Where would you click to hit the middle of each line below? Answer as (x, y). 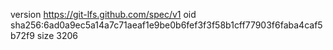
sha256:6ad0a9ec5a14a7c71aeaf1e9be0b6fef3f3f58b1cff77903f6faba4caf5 (166, 25)
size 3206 (57, 35)
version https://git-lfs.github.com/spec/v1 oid (103, 14)
